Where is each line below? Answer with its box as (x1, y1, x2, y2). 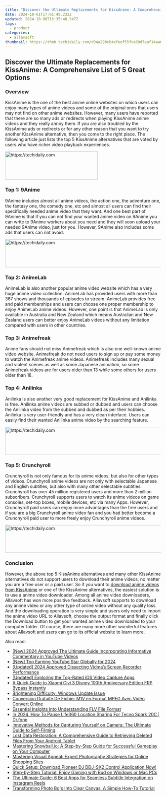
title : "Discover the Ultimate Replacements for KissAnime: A (5, 7, 136, 12)
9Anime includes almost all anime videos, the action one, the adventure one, (5, 198, 161, 203)
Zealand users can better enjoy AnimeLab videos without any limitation (5, 317, 150, 323)
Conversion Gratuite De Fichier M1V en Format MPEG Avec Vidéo (12, 696, 145, 702)
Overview (5, 88, 29, 95)
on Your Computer (12, 748, 50, 754)
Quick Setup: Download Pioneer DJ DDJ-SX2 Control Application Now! (12, 764, 157, 770)
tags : (5, 21, 16, 26)
